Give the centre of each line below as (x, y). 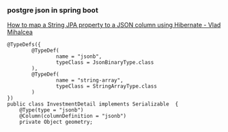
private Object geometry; (56, 122)
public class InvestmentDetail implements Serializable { (93, 104)
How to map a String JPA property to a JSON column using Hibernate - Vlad (114, 25)
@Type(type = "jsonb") (52, 110)
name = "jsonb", (79, 56)
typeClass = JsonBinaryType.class (105, 63)
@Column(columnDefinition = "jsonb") (73, 116)
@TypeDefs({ (24, 45)
